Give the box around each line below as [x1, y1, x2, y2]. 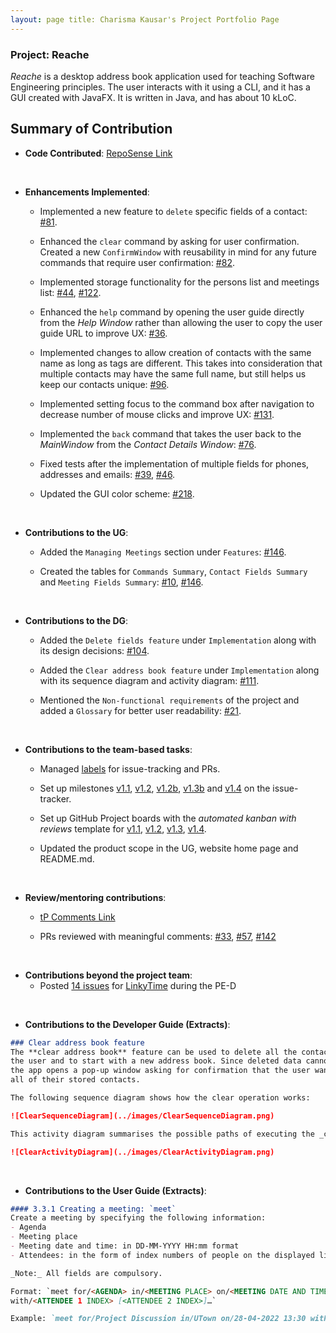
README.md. [39, 852, 95, 865]
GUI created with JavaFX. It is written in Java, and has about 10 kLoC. [10, 91, 297, 103]
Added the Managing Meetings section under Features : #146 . [39, 546, 287, 558]
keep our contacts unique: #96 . [39, 378, 170, 390]
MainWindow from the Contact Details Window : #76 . [39, 438, 257, 450]
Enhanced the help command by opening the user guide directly [39, 306, 305, 318]
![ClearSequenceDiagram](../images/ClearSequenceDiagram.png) [10, 1111, 275, 1121]
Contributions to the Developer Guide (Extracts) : [24, 1018, 231, 1030]
